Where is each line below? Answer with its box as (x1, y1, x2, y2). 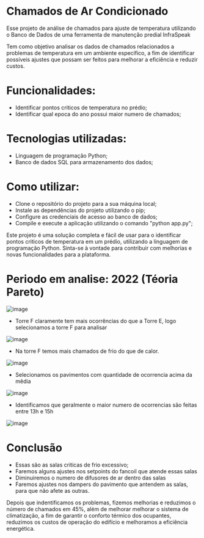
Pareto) (6, 285, 45, 299)
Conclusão (6, 441, 62, 454)
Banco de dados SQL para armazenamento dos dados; (15, 158, 154, 165)
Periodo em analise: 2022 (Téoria (6, 272, 178, 286)
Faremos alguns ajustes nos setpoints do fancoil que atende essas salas (15, 467, 197, 474)
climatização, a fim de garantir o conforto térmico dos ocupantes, (6, 512, 172, 519)
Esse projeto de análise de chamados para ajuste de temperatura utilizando (6, 24, 197, 32)
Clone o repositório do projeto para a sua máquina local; (15, 200, 157, 207)
